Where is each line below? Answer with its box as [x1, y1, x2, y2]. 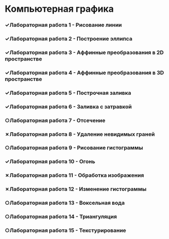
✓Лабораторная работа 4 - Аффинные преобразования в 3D [5, 69, 164, 76]
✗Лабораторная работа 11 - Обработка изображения [5, 172, 144, 179]
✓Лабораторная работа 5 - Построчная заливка [5, 89, 132, 96]
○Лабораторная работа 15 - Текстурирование [5, 227, 126, 234]
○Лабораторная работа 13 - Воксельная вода [5, 200, 125, 207]
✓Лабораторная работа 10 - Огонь [5, 158, 95, 165]
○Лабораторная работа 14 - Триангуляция [5, 213, 117, 221]
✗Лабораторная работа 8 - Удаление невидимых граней [5, 130, 155, 137]
